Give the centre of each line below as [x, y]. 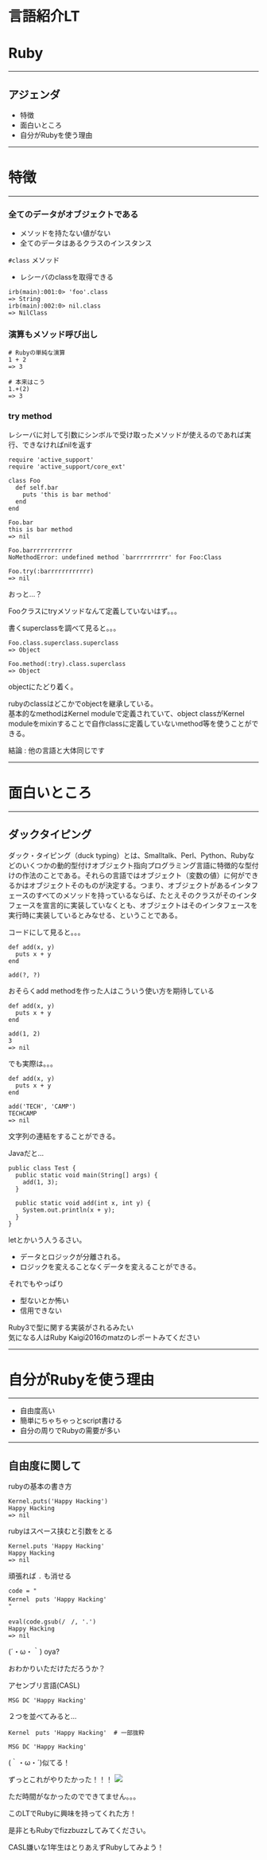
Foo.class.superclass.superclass [64, 643]
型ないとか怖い [44, 1300]
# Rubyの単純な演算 [37, 353]
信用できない [41, 1310]
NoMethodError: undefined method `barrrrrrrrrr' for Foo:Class [115, 557]
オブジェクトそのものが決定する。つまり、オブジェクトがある [130, 885]
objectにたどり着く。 [43, 687]
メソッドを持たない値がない [65, 233]
